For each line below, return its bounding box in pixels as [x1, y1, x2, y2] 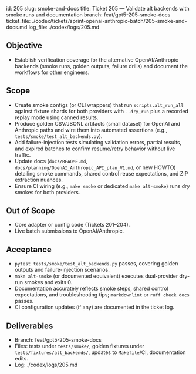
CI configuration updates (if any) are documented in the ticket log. [14, 304, 175, 311]
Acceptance [6, 244, 52, 254]
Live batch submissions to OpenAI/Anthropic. [14, 227, 124, 234]
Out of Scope [6, 205, 55, 216]
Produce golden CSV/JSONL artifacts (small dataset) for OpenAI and [14, 120, 181, 127]
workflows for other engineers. [14, 69, 90, 76]
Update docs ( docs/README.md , [14, 157, 88, 164]
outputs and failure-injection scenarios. [14, 267, 110, 274]
